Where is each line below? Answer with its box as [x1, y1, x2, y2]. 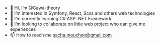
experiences [10, 26, 36, 32]
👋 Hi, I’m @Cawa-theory [10, 5, 60, 11]
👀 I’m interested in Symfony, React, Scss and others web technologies [10, 10, 155, 16]
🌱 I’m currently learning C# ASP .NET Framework [10, 16, 112, 21]
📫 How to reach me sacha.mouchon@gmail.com [10, 32, 112, 38]
